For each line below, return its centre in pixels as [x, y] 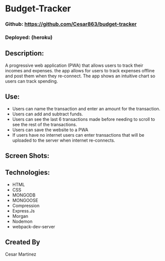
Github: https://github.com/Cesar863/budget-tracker [71, 24]
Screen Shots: [27, 156]
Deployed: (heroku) [29, 38]
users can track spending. [32, 81]
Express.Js [23, 210]
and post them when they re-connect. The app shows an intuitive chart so [80, 76]
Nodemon [22, 221]
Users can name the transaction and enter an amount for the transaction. [86, 108]
